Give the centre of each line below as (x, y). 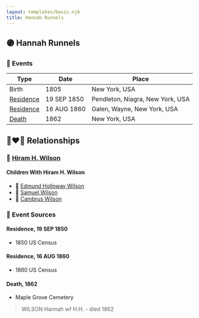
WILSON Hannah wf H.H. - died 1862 (68, 309)
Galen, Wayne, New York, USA (135, 109)
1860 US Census (36, 270)
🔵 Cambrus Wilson (38, 199)
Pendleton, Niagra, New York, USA (141, 99)
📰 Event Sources (31, 215)
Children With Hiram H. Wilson (46, 172)
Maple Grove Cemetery (44, 297)
